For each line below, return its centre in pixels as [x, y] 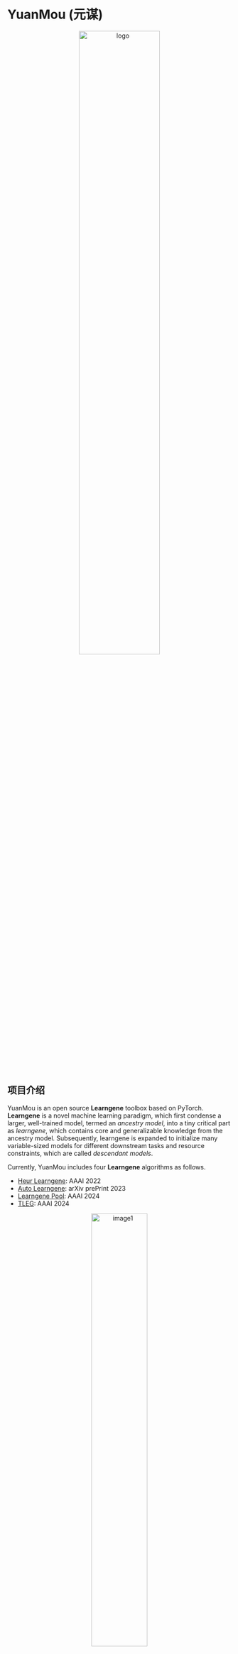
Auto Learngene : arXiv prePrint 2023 [72, 1188]
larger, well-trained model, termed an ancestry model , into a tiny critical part [119, 1123]
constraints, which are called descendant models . [80, 1153]
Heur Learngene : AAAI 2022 [59, 1181]
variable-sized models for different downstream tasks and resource [106, 1145]
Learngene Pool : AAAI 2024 [59, 1196]
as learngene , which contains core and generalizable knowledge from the [115, 1130]
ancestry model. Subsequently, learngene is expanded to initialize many [113, 1138]
